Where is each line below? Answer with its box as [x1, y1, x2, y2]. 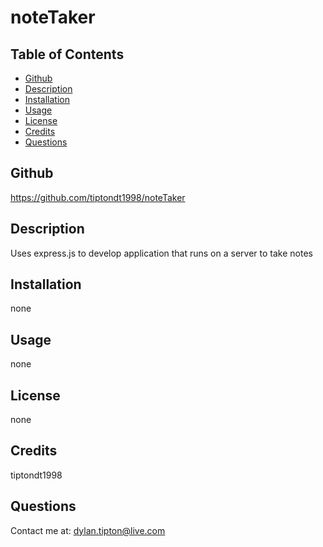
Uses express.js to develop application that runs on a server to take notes [10, 247, 313, 259]
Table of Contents [10, 46, 125, 63]
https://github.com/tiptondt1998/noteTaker [10, 191, 186, 203]
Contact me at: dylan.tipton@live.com [10, 524, 166, 536]
